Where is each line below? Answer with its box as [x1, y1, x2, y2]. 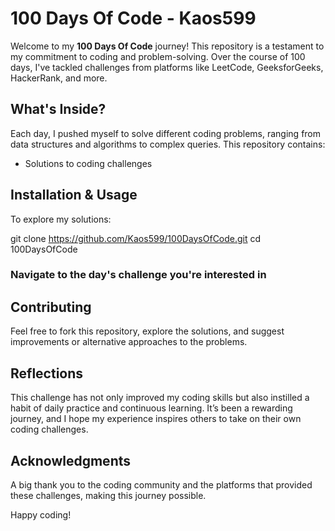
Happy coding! [10, 508, 72, 521]
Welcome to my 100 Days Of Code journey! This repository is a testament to [10, 40, 325, 52]
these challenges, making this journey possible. [10, 489, 207, 501]
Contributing [10, 298, 92, 316]
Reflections [10, 365, 84, 382]
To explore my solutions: [10, 213, 112, 225]
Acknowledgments [10, 452, 132, 469]
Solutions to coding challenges [24, 157, 153, 169]
